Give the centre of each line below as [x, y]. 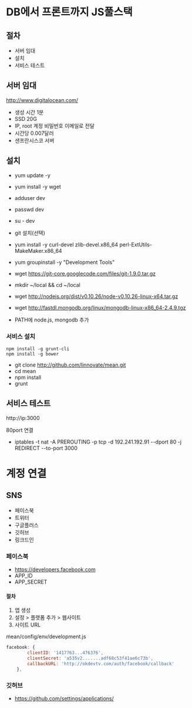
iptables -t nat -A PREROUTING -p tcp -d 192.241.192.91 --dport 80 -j [98, 442]
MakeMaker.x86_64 [38, 250]
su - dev [25, 221]
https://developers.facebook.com [55, 570]
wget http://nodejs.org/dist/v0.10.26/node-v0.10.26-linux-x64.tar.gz [96, 296]
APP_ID [24, 576]
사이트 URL [28, 625]
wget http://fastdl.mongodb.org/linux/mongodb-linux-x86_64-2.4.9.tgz [100, 307]
